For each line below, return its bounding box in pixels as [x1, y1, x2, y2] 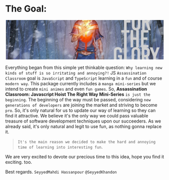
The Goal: [5, 3, 47, 15]
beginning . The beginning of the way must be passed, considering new [5, 96, 151, 102]
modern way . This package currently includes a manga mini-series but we [5, 80, 156, 86]
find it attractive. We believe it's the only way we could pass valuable [5, 112, 149, 118]
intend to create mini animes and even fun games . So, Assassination [5, 86, 147, 92]
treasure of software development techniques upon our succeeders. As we [5, 118, 161, 124]
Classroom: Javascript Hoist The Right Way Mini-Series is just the [5, 91, 150, 97]
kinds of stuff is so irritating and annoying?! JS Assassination [5, 70, 147, 76]
